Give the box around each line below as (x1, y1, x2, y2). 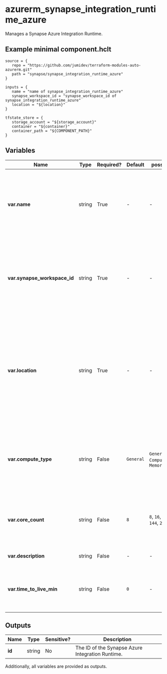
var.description (7, 552, 45, 559)
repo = (11, 62, 26, 68)
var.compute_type (7, 456, 52, 463)
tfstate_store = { (5, 115, 43, 120)
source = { (5, 58, 28, 63)
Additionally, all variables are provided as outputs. (5, 664, 107, 670)
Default (126, 161, 145, 168)
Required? (96, 161, 122, 168)
